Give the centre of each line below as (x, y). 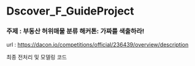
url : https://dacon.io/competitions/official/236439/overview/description (97, 45)
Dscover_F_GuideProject (70, 11)
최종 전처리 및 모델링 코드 (37, 57)
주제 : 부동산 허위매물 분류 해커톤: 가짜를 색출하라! (75, 31)
